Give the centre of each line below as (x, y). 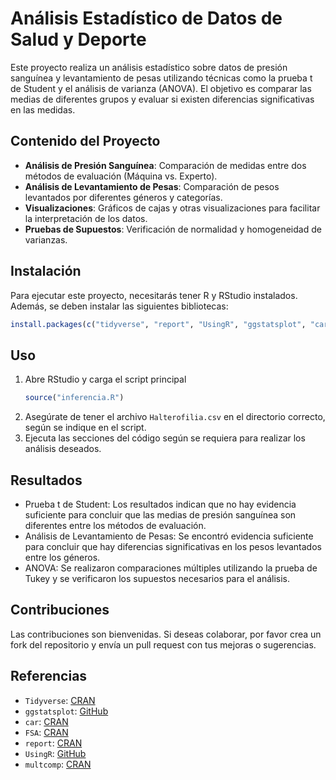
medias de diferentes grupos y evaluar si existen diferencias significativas (162, 99)
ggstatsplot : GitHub (66, 711)
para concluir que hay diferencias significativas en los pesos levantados (173, 546)
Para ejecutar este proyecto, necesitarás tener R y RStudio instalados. (154, 295)
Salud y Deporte (78, 39)
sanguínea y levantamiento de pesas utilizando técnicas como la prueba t (161, 78)
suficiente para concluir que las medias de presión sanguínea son (160, 514)
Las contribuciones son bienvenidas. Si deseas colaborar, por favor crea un (166, 634)
